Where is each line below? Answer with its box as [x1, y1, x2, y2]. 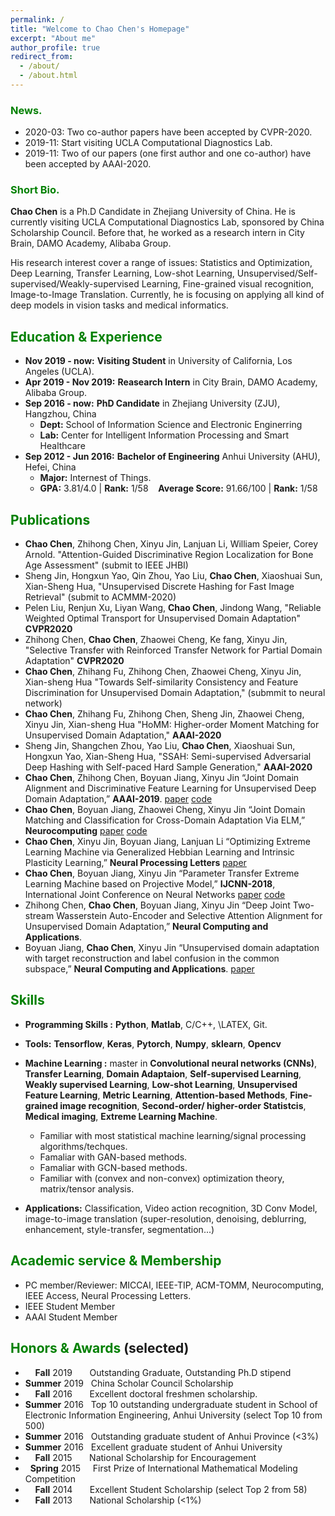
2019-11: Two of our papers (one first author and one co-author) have [24, 147, 312, 160]
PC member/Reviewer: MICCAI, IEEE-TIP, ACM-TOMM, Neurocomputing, [24, 1279, 325, 1291]
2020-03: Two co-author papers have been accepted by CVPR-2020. [24, 126, 313, 138]
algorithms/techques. [39, 1140, 128, 1152]
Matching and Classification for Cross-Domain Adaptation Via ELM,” [24, 814, 306, 826]
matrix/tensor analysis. [39, 1182, 135, 1195]
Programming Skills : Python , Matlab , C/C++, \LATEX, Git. [24, 1018, 268, 1030]
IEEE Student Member [24, 1300, 116, 1312]
